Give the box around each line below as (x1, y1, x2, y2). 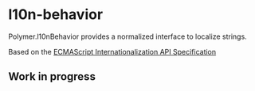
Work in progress (8, 70, 96, 84)
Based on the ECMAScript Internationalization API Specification (8, 47, 217, 56)
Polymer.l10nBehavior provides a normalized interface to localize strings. (8, 32, 247, 41)
